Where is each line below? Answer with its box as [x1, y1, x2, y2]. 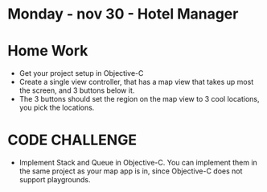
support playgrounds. [18, 175, 91, 185]
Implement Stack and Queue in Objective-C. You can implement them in [18, 158, 258, 168]
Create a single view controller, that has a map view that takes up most [18, 77, 254, 87]
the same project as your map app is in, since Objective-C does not [18, 166, 243, 176]
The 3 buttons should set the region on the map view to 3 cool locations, [18, 94, 260, 104]
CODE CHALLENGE [7, 131, 138, 149]
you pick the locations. [18, 102, 95, 113]
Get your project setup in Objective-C [18, 69, 144, 78]
